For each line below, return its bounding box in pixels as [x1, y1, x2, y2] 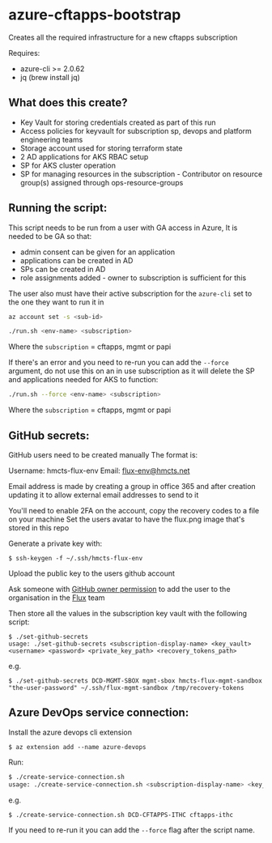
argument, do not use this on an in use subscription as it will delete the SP [8, 366, 255, 376]
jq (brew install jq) [19, 72, 81, 82]
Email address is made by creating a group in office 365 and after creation [8, 482, 257, 491]
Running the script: [8, 201, 108, 215]
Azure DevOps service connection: [8, 706, 189, 720]
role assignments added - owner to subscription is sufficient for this [19, 273, 247, 283]
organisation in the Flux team [8, 593, 105, 602]
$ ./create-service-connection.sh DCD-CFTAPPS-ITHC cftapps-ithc [8, 811, 233, 819]
